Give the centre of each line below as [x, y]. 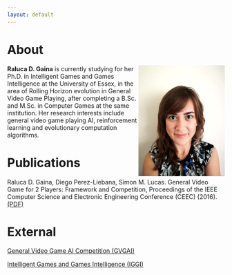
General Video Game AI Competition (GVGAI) [71, 251]
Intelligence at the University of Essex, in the [70, 84]
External [32, 232]
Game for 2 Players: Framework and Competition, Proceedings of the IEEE [112, 189]
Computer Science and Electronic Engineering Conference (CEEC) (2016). [112, 196]
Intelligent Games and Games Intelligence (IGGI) [75, 264]
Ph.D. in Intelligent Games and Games [61, 76]
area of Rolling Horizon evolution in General [69, 91]
